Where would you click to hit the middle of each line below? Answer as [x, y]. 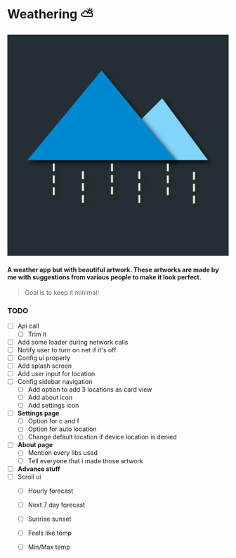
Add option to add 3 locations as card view [90, 389]
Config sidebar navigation [55, 381]
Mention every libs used [63, 453]
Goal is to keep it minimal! [62, 293]
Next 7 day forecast [57, 505]
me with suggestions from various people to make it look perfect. [104, 277]
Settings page [38, 413]
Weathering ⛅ [51, 14]
